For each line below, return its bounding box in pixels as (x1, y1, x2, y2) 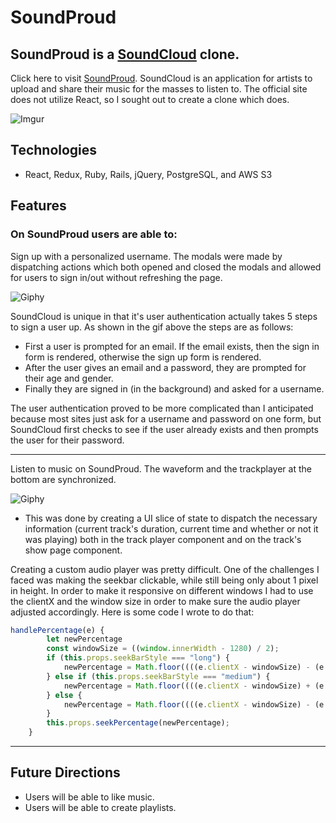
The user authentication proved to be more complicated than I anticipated (10, 402, 314, 414)
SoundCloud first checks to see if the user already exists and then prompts (10, 423, 319, 435)
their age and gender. (24, 372, 114, 384)
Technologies (10, 142, 98, 159)
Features (10, 197, 67, 215)
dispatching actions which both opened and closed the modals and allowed (10, 261, 322, 273)
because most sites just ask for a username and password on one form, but (10, 412, 322, 425)
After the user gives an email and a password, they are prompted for (24, 361, 307, 373)
